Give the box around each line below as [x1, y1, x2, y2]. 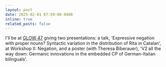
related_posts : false [5, 21, 51, 26]
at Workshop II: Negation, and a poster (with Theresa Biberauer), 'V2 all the [5, 45, 161, 51]
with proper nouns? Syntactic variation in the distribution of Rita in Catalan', [5, 40, 161, 46]
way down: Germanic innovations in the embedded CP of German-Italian [5, 51, 156, 57]
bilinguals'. [5, 56, 28, 62]
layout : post [5, 7, 33, 12]
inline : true [5, 16, 33, 21]
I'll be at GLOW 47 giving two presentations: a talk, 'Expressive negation [5, 35, 155, 41]
